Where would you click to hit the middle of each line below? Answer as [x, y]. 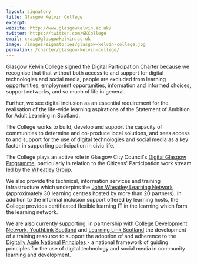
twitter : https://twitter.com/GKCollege [56, 34]
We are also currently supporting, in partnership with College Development [97, 223]
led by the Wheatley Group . [39, 169]
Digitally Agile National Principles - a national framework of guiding [87, 242]
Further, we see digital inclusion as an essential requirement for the [87, 103]
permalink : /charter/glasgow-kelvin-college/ [63, 50]
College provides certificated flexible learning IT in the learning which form [97, 206]
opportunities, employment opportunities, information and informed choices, [99, 85]
